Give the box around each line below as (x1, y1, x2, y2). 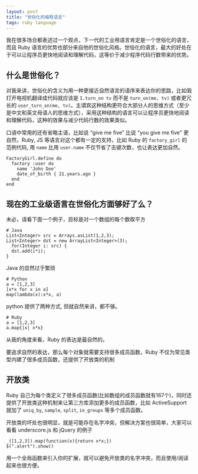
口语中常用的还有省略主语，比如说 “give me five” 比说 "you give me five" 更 (6, 129, 189, 136)
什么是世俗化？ (6, 70, 61, 80)
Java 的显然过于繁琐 (6, 264, 56, 272)
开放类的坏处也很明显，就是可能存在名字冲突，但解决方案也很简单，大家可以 (6, 419, 192, 426)
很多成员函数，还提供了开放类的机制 (26, 356, 115, 363)
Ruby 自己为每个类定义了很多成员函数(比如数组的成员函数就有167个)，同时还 (6, 391, 192, 398)
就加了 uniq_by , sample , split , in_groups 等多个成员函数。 (6, 406, 146, 413)
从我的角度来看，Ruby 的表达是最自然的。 (6, 336, 108, 343)
